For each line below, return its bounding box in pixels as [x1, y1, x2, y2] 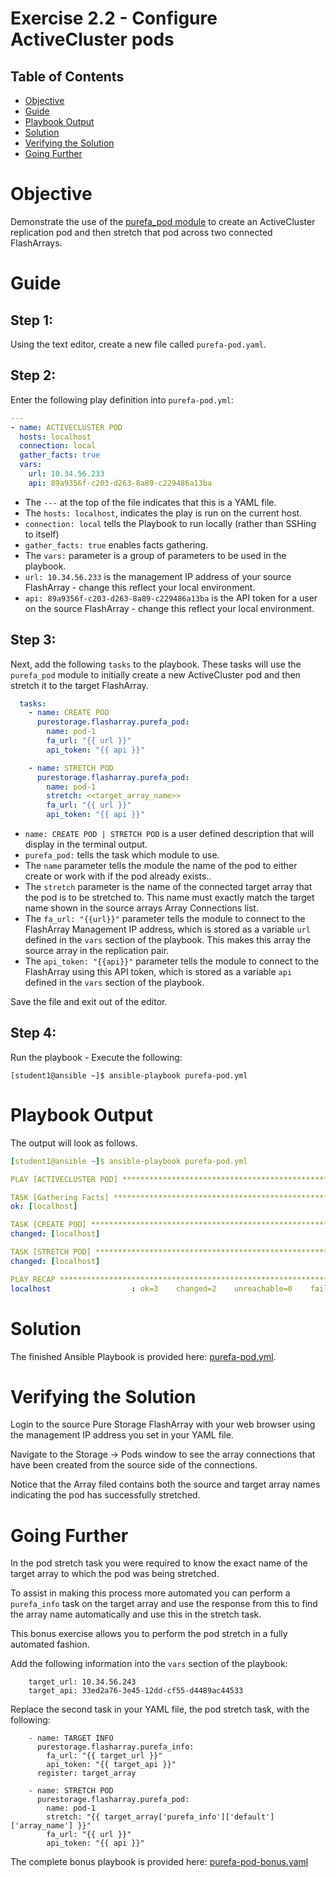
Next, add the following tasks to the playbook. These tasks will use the [10, 658, 302, 670]
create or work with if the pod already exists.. [24, 870, 212, 882]
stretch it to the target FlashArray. [10, 679, 149, 691]
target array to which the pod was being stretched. [10, 1568, 220, 1580]
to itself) [24, 528, 60, 540]
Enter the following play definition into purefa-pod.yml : [10, 393, 234, 406]
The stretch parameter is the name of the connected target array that [24, 881, 313, 893]
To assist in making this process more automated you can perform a [10, 1587, 291, 1599]
